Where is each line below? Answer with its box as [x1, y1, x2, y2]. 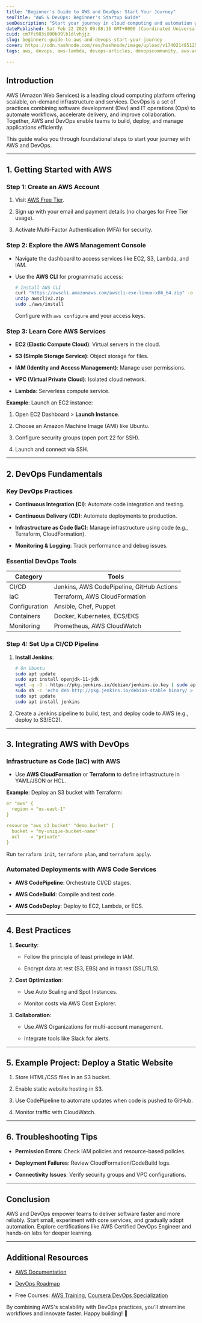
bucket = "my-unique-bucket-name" [11, 828, 98, 834]
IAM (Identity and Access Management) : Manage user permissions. [14, 364, 186, 371]
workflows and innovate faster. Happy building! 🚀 [6, 1310, 128, 1317]
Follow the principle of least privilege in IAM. [23, 953, 134, 960]
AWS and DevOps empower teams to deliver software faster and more [6, 1210, 180, 1218]
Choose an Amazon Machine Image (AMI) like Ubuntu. [14, 423, 150, 430]
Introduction [6, 76, 54, 86]
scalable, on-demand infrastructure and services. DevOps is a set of [6, 98, 176, 105]
